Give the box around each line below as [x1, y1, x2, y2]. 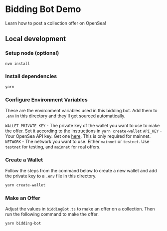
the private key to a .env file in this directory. [5, 173, 97, 179]
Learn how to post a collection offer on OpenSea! [5, 20, 106, 26]
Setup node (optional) [5, 50, 59, 57]
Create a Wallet [5, 156, 43, 163]
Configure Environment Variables [5, 96, 88, 103]
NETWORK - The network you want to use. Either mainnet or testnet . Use [5, 138, 150, 144]
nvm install [5, 61, 30, 66]
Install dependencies [5, 73, 57, 80]
